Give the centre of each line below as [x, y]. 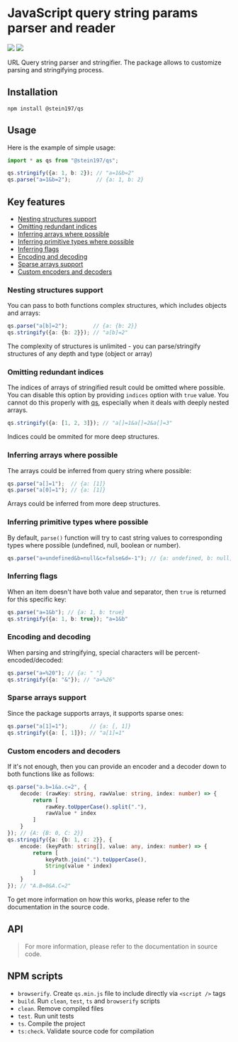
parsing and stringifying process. [56, 70]
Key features [36, 202]
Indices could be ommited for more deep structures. [83, 437]
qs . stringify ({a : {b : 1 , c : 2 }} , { [60, 839]
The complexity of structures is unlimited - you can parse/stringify [104, 346]
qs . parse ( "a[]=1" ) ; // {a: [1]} [57, 484]
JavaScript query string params [103, 13]
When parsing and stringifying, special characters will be [90, 652]
